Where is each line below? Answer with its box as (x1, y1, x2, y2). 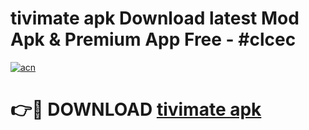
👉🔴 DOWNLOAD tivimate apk (10, 98, 262, 121)
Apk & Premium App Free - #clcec (10, 28, 297, 51)
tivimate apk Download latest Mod (10, 7, 300, 30)
